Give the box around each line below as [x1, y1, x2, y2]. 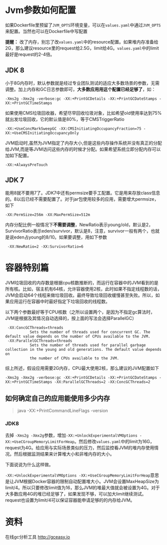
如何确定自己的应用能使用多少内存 [5, 394, 110, 402]
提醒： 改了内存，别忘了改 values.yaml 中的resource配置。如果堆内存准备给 [5, 38, 159, 45]
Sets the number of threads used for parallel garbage [29, 342, 146, 347]
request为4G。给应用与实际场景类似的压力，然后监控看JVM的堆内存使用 [5, 445, 155, 451]
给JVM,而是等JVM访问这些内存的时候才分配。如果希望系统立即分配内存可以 [5, 146, 161, 152]
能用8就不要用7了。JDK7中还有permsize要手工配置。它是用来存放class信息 [5, 190, 161, 196]
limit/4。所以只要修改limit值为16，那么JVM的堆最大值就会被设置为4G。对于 [5, 485, 161, 491]
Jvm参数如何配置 [5, 4, 76, 16]
